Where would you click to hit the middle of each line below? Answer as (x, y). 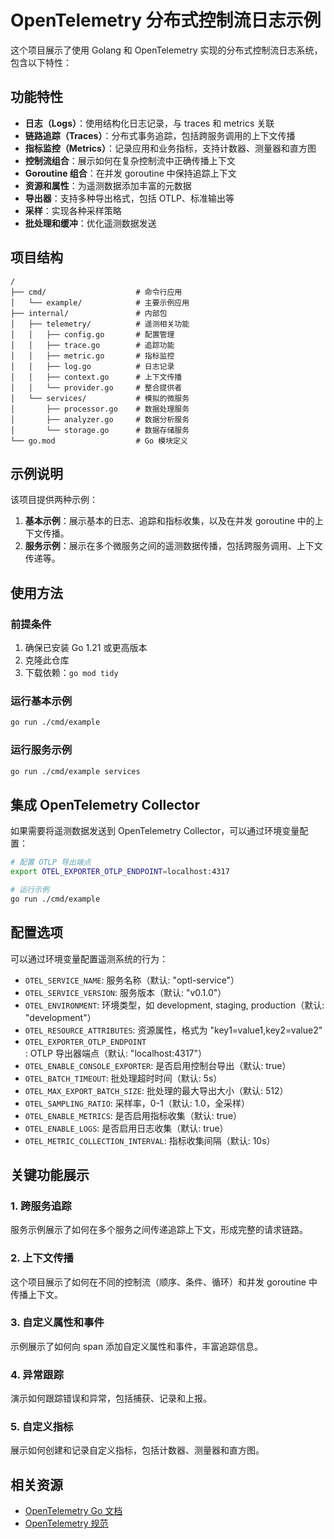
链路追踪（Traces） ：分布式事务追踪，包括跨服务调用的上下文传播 (160, 135)
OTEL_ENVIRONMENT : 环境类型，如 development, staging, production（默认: (174, 1005)
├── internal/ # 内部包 (89, 313)
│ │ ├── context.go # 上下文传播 (96, 377)
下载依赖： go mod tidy (71, 673)
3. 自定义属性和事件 (57, 1323)
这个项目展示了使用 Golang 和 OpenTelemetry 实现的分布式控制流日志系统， (166, 50)
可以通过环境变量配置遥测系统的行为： (89, 958)
